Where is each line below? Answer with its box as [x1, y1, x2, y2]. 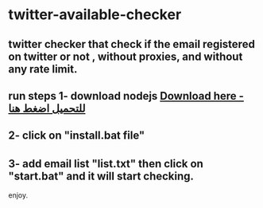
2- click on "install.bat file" [8, 129, 145, 143]
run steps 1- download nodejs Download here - [8, 89, 245, 103]
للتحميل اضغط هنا [8, 101, 86, 115]
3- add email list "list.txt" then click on [8, 157, 204, 171]
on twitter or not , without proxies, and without [8, 49, 243, 63]
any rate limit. [8, 62, 78, 76]
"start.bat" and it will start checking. [8, 169, 195, 182]
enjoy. [8, 190, 29, 200]
